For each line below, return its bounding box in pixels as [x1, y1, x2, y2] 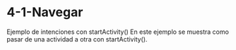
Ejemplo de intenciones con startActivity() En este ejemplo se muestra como [6, 27, 229, 36]
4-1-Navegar [6, 4, 83, 20]
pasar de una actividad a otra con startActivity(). [6, 35, 148, 43]
